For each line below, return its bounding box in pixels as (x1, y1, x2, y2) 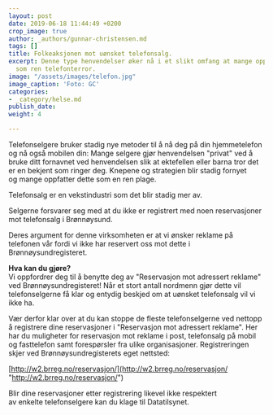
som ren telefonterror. (15, 65, 96, 73)
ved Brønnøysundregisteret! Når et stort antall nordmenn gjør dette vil (8, 281, 241, 290)
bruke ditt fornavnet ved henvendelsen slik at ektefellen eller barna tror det (8, 157, 259, 167)
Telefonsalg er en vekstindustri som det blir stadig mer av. (8, 190, 203, 199)
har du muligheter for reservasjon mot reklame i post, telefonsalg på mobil (8, 331, 257, 340)
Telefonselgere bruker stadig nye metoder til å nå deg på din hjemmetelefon (8, 140, 262, 149)
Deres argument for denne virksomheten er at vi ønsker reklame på (8, 230, 234, 240)
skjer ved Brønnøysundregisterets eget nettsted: (8, 348, 171, 358)
